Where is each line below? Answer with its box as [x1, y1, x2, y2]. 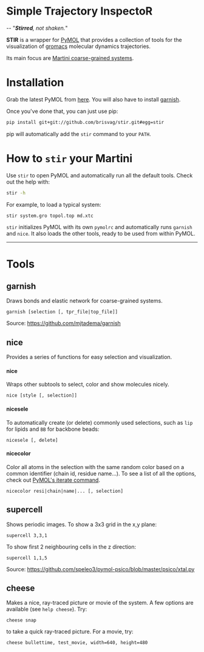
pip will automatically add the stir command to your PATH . [6, 130, 151, 137]
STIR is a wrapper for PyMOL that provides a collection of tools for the [6, 36, 182, 43]
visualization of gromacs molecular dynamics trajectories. [6, 43, 151, 50]
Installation [6, 76, 64, 89]
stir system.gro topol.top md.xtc [6, 213, 94, 219]
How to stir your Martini [6, 151, 133, 165]
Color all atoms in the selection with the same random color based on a [6, 463, 184, 470]
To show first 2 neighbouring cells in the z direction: [6, 543, 137, 551]
